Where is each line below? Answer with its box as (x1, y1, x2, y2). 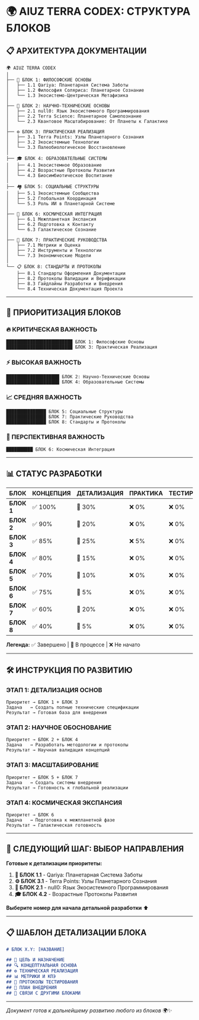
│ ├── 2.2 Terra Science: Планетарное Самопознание (6, 113, 142, 119)
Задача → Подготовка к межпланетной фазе (6, 817, 115, 823)
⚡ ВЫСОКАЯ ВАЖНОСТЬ (6, 358, 82, 366)
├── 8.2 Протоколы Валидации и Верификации (17, 276, 126, 282)
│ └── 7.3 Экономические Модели (6, 253, 92, 259)
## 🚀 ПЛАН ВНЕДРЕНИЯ (6, 984, 57, 990)
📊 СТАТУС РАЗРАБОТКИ (6, 468, 102, 479)
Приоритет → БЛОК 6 (6, 812, 54, 818)
